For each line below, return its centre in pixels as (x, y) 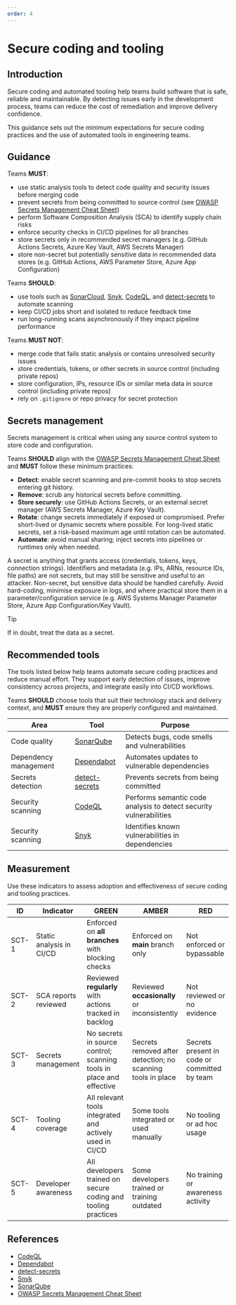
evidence (201, 1013)
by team (199, 1077)
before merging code (48, 195)
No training (204, 1174)
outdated (147, 1205)
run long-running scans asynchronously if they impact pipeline (108, 319)
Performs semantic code (166, 798)
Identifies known (153, 826)
